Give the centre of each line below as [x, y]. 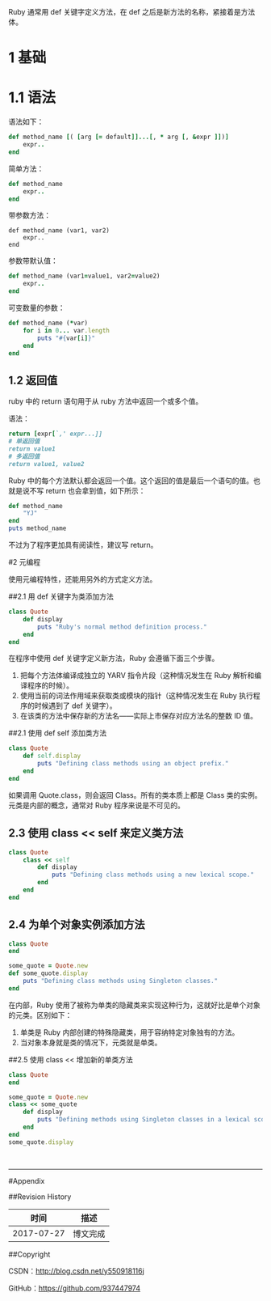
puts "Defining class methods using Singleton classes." [121, 981]
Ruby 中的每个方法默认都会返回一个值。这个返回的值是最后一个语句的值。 [131, 481]
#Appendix [27, 1180]
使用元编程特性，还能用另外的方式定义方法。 [83, 579]
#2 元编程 [25, 562]
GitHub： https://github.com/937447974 [75, 1288]
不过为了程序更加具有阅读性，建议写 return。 [83, 545]
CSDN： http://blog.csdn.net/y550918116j [77, 1271]
